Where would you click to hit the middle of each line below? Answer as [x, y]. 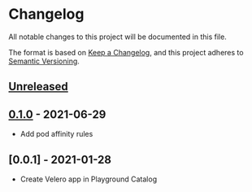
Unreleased [39, 87]
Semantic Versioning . [44, 61]
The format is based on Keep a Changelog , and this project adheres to [126, 52]
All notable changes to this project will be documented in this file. [118, 37]
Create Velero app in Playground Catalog [88, 179]
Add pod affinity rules [56, 134]
